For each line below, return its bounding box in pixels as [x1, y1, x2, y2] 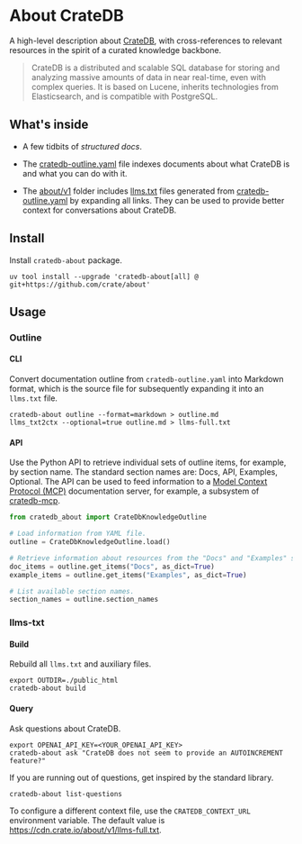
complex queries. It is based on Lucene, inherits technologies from [31, 81, 279, 92]
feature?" [9, 756, 47, 766]
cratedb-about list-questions [9, 789, 123, 798]
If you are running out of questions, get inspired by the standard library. [9, 772, 274, 783]
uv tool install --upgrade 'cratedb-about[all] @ [9, 272, 200, 281]
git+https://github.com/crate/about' [9, 280, 151, 289]
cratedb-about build [9, 684, 87, 694]
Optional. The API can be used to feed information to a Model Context [9, 476, 268, 487]
